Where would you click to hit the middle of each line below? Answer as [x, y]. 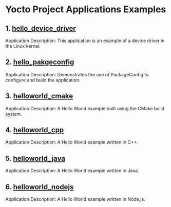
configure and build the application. [43, 80]
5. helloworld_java [35, 158]
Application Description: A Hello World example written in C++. [72, 142]
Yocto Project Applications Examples [86, 9]
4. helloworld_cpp [35, 130]
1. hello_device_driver [41, 28]
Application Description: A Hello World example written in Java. [72, 171]
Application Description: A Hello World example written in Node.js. [75, 199]
